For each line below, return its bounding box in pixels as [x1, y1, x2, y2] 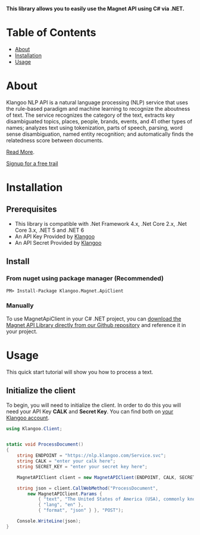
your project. [6, 328, 37, 335]
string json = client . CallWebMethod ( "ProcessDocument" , [17, 485, 159, 491]
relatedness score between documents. [6, 136, 104, 144]
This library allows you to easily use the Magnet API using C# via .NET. [6, 5, 185, 12]
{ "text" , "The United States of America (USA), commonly [37, 496, 185, 502]
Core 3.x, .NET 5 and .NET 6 [14, 226, 85, 234]
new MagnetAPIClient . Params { [27, 491, 102, 497]
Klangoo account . [6, 414, 49, 421]
